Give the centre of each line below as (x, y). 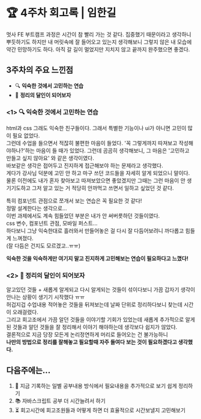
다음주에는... (28, 370)
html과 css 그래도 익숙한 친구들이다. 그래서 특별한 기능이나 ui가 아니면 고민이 (96, 128)
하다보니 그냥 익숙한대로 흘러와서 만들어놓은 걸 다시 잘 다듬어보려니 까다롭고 (95, 231)
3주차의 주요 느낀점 (40, 70)
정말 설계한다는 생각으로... (37, 209)
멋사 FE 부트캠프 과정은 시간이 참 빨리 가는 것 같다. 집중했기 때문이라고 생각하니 (99, 34)
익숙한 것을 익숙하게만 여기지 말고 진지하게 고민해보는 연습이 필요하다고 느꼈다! (97, 258)
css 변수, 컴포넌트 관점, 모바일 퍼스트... (52, 224)
